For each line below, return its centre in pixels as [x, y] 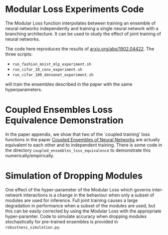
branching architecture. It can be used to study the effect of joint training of [83, 34]
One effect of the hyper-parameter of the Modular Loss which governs [78, 189]
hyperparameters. [24, 89]
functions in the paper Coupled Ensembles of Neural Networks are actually [83, 139]
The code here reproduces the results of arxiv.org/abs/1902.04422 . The [80, 49]
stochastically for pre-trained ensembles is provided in [62, 221]
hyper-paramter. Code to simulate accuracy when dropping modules [76, 216]
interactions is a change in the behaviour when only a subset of [89, 195]
